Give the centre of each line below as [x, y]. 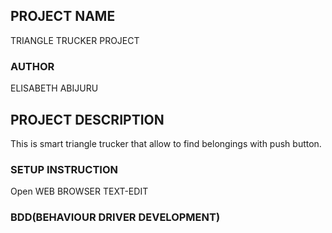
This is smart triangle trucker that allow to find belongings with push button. [166, 143]
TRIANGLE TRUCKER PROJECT [75, 40]
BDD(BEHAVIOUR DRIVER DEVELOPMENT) [115, 217]
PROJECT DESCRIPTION [87, 119]
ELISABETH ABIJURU [54, 88]
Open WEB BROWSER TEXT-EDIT [79, 191]
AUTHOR [32, 66]
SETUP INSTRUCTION [64, 169]
